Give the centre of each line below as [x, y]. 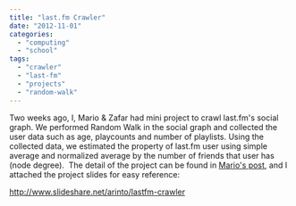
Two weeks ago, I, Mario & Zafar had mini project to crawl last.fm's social [144, 118]
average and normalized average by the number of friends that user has [142, 155]
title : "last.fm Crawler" [57, 17]
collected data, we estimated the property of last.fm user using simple [139, 146]
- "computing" [43, 42]
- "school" [38, 51]
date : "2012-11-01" [46, 26]
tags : [19, 59]
